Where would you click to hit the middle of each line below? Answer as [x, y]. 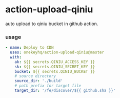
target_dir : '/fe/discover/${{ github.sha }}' [65, 91]
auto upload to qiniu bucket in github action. [52, 24]
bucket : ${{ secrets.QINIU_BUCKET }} [55, 71]
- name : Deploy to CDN [29, 48]
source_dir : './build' [39, 81]
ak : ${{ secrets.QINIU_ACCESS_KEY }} [55, 62]
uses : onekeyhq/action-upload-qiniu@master [57, 52]
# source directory [35, 76]
